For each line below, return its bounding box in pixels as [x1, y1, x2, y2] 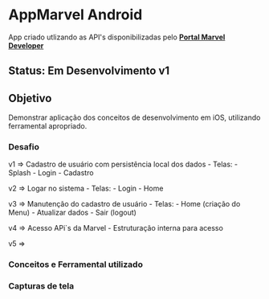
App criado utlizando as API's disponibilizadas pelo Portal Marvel [8, 32, 226, 42]
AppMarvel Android [8, 6, 143, 24]
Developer [8, 40, 44, 50]
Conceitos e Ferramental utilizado [8, 259, 143, 270]
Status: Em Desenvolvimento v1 [8, 64, 170, 78]
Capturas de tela [8, 281, 75, 292]
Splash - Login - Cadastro [8, 168, 94, 178]
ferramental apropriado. [8, 121, 88, 131]
